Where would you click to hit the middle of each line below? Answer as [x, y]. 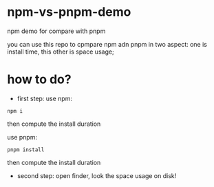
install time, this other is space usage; [61, 52]
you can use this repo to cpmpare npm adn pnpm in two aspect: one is [107, 44]
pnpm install [26, 150]
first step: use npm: [44, 98]
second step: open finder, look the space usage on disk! [97, 175]
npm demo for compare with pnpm [56, 31]
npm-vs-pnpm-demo [69, 12]
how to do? [39, 79]
